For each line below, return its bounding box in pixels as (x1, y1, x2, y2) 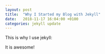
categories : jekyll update (5, 21, 61, 26)
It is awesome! (5, 44, 35, 50)
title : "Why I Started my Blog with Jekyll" (5, 12, 101, 17)
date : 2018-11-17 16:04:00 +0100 (5, 16, 79, 21)
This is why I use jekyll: (5, 35, 52, 41)
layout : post (5, 7, 32, 12)
